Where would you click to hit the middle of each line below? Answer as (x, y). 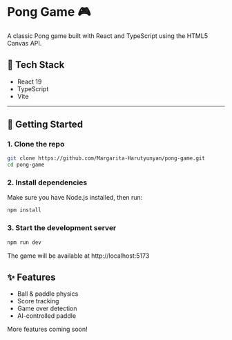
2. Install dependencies (47, 182)
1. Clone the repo (36, 144)
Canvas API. (25, 43)
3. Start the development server (62, 228)
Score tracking (38, 301)
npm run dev (24, 242)
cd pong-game (26, 165)
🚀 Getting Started (45, 125)
